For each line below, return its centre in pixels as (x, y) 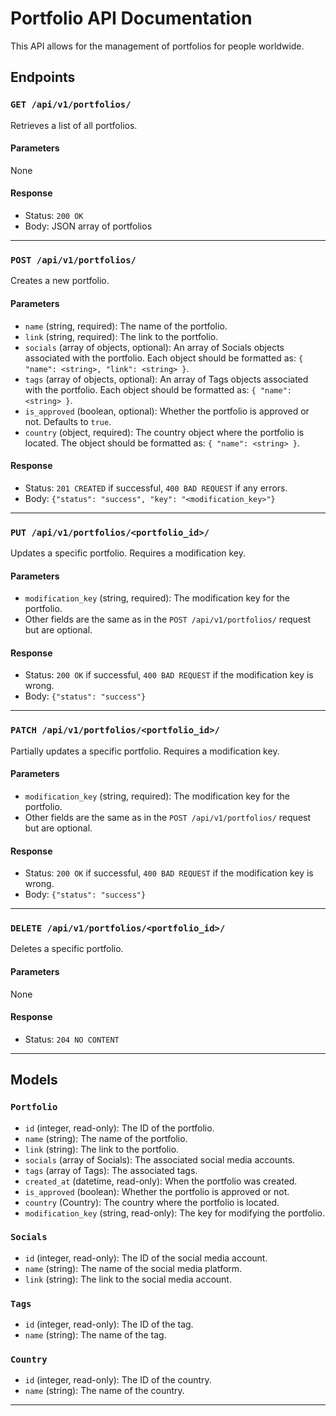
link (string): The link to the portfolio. (102, 1149)
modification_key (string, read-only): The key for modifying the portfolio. (174, 1213)
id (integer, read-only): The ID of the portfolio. (119, 1128)
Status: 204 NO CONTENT (72, 1039)
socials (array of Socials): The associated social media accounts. (160, 1159)
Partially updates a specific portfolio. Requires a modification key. (145, 751)
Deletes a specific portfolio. (67, 949)
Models (34, 1080)
